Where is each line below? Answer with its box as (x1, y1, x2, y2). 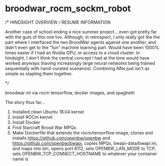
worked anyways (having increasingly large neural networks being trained (5, 60, 155, 66)
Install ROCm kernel (12, 114, 53, 120)
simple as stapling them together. (5, 70, 73, 76)
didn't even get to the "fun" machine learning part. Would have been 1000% (5, 44, 159, 50)
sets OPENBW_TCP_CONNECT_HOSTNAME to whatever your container (12, 151, 158, 157)
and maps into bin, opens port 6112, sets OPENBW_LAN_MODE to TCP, (12, 145, 156, 151)
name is (12, 156, 29, 162)
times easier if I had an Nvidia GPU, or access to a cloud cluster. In (5, 50, 140, 56)
